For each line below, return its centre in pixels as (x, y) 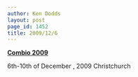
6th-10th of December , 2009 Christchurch (69, 66)
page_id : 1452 (28, 26)
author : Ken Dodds (34, 14)
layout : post (26, 20)
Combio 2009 (28, 53)
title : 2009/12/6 (33, 33)
